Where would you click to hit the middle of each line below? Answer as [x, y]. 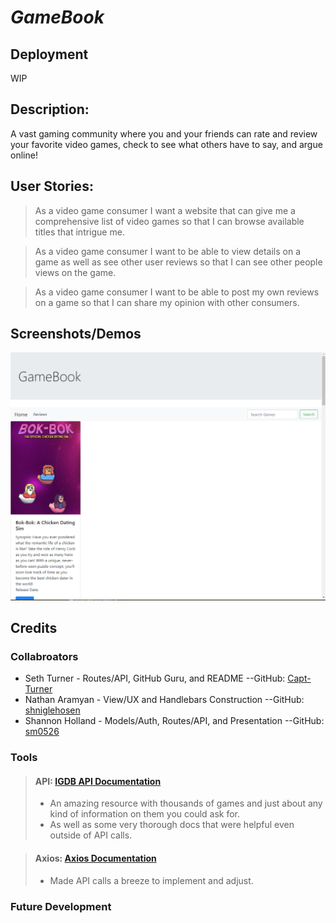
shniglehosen [52, 710]
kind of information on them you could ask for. [145, 814]
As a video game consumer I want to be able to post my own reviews [177, 292]
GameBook [57, 17]
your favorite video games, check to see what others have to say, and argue [166, 144]
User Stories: [52, 186]
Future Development [61, 906]
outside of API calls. [91, 835]
